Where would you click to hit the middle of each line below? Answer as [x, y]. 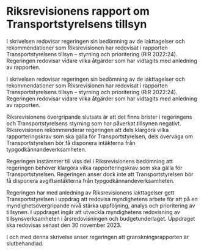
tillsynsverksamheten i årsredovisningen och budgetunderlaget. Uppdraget [101, 218]
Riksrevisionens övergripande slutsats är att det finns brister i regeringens [99, 117]
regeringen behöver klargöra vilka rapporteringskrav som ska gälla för [94, 168]
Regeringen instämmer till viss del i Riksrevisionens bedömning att [89, 161]
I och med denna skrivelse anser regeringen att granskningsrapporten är [98, 237]
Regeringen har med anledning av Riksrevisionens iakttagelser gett [90, 192]
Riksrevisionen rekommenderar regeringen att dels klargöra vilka [88, 130]
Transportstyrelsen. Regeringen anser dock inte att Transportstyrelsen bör [100, 174]
